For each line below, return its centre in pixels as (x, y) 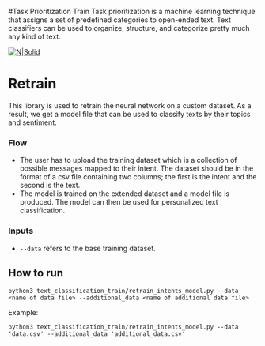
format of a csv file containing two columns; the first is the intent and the (138, 177)
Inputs (21, 231)
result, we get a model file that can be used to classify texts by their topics (129, 114)
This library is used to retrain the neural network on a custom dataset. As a (130, 105)
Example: (23, 313)
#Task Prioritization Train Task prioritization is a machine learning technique (132, 11)
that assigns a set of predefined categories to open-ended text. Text (120, 20)
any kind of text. (34, 36)
